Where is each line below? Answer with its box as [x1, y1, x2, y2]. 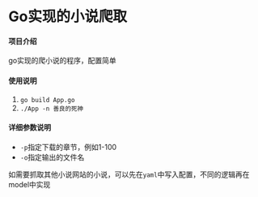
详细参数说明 [8, 122, 51, 132]
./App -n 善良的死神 [19, 105, 83, 113]
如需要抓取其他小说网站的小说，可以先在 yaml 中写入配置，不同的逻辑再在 [8, 169, 250, 179]
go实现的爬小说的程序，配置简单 [8, 56, 116, 66]
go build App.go [19, 96, 75, 104]
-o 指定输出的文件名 [19, 152, 85, 162]
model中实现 [8, 179, 51, 189]
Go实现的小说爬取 [8, 7, 128, 26]
